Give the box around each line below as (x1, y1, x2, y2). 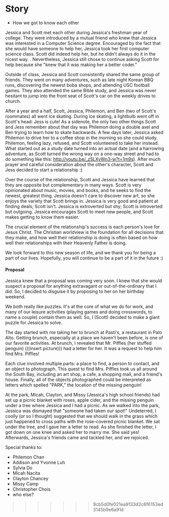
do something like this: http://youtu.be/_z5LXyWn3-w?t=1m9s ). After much (5, 156, 161, 162)
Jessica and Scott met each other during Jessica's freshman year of (5, 29, 148, 35)
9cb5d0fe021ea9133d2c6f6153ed (93, 501, 163, 507)
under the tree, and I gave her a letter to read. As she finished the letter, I (5, 424, 156, 430)
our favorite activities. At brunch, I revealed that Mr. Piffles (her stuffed (5, 340, 152, 346)
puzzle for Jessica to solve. (5, 319, 63, 326)
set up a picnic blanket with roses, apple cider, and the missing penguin (5, 397, 154, 403)
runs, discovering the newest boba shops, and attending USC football (5, 82, 150, 88)
